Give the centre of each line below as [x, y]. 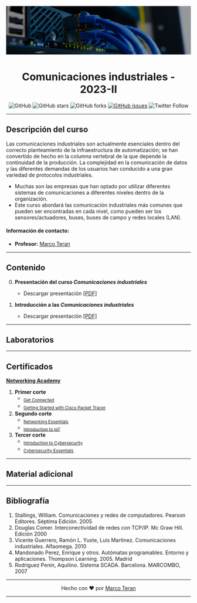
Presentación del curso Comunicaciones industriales [81, 282]
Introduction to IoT [42, 429]
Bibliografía [28, 501]
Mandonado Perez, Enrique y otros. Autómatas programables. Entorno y [101, 553]
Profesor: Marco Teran [42, 243]
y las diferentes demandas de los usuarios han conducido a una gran [89, 168]
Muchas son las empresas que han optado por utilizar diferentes [92, 186]
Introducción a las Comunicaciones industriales [74, 304]
